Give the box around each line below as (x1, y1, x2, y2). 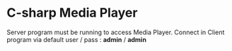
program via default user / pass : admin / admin (6, 35, 146, 43)
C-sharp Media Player (6, 5, 138, 21)
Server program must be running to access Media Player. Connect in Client (6, 28, 225, 36)
